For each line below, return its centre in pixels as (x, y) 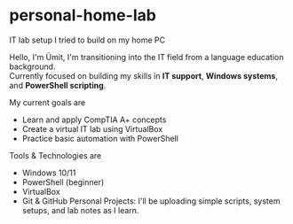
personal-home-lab (83, 15)
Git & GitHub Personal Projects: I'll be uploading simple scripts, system (151, 201)
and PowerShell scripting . (58, 85)
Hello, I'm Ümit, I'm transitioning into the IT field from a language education (146, 57)
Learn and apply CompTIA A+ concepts (94, 120)
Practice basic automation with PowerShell (100, 138)
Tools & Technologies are (55, 155)
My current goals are (48, 102)
